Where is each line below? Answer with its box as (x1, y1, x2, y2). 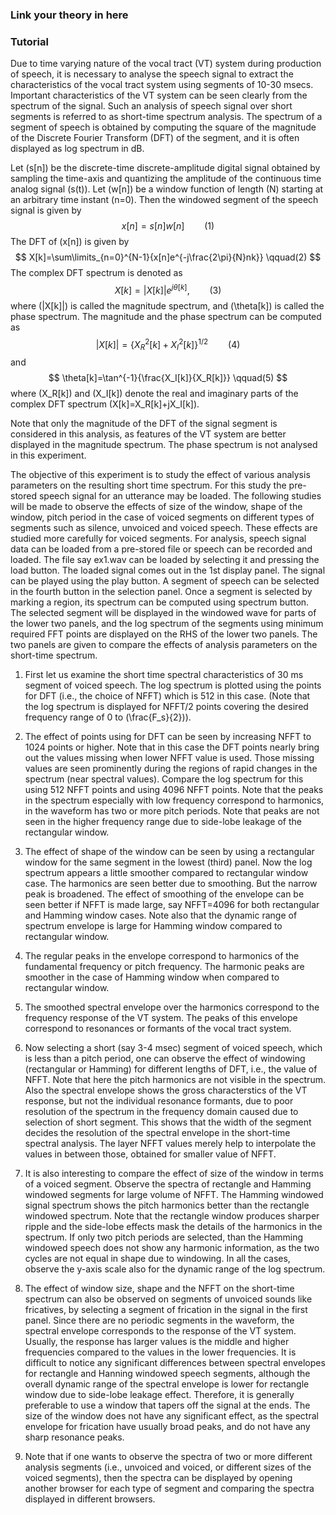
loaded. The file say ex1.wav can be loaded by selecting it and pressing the (10, 554, 320, 566)
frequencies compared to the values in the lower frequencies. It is (24, 1346, 297, 1358)
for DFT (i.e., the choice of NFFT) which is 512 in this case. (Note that (24, 690, 311, 702)
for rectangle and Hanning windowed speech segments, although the (24, 1368, 311, 1380)
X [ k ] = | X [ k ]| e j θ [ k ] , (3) (114, 283, 222, 296)
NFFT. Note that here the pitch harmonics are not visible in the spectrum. (24, 1074, 326, 1086)
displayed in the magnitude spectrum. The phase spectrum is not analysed (10, 439, 318, 451)
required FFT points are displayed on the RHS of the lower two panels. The (10, 628, 318, 640)
